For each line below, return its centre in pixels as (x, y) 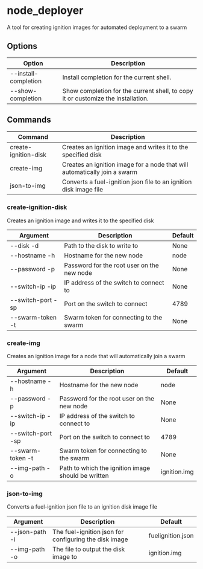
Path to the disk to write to (101, 245)
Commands (29, 120)
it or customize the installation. (106, 98)
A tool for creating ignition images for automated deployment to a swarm (97, 27)
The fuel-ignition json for (88, 532)
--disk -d (24, 245)
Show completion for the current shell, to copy (128, 91)
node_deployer (45, 11)
